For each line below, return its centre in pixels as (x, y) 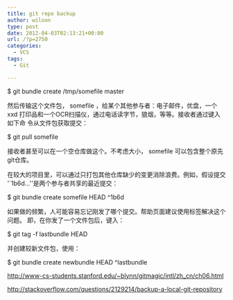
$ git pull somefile (33, 137)
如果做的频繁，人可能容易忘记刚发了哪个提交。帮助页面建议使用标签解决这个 (116, 211)
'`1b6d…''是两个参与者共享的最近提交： (63, 183)
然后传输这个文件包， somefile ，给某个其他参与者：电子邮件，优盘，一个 (112, 106)
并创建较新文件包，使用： (44, 248)
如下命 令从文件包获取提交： (48, 123)
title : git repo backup (42, 14)
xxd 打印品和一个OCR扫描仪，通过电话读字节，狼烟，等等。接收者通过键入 (114, 114)
